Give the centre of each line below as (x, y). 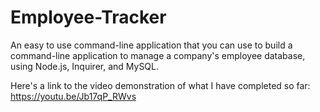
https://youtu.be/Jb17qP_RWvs (73, 96)
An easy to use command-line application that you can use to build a (151, 45)
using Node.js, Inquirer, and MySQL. (85, 66)
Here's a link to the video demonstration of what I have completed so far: (160, 85)
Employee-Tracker (88, 17)
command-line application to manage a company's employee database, (158, 55)
